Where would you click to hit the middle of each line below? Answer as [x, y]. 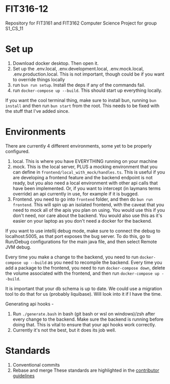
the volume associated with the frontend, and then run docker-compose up [82, 273]
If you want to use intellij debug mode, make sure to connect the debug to [83, 231]
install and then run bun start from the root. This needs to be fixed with [82, 106]
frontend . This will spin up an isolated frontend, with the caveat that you [88, 204]
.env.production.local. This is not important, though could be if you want [88, 74]
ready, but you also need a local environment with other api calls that [85, 183]
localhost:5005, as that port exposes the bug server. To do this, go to [78, 236]
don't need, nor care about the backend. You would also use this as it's [87, 215]
